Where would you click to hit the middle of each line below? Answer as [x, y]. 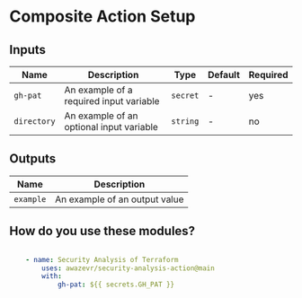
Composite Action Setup [102, 17]
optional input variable [111, 127]
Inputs [28, 50]
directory [35, 122]
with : [52, 276]
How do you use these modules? [102, 231]
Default [224, 75]
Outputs [33, 159]
